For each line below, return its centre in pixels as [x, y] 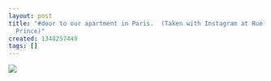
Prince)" [30, 31]
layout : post [30, 16]
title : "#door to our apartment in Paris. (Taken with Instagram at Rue [136, 23]
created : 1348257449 [43, 38]
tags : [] [23, 46]
